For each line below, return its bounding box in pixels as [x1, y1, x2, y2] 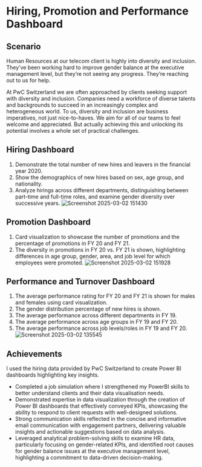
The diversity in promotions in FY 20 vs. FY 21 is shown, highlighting [15, 246, 186, 253]
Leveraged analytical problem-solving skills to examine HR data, [15, 435, 175, 442]
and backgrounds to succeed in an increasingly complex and [6, 101, 158, 109]
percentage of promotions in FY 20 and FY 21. [15, 240, 130, 247]
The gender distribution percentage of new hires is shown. [15, 305, 161, 313]
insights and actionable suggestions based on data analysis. [15, 428, 165, 435]
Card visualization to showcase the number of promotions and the [15, 233, 180, 240]
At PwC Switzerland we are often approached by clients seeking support [6, 89, 187, 95]
